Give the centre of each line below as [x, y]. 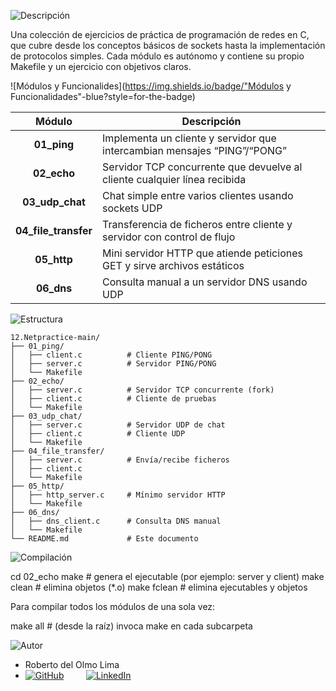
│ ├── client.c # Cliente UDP [98, 434]
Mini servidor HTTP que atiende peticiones [202, 253]
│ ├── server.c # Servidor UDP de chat [118, 425]
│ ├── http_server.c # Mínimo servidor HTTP [118, 495]
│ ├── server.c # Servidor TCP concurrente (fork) [142, 390]
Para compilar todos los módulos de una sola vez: [113, 606]
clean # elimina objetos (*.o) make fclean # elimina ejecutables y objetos [159, 587]
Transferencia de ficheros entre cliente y [197, 224]
